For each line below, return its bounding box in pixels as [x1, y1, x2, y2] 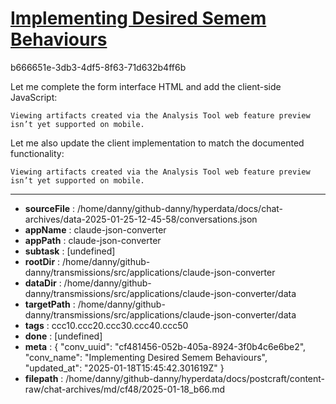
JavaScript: [10, 91, 58, 103]
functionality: [10, 147, 65, 159]
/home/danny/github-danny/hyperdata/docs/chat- [76, 202, 284, 214]
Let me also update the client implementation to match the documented [10, 137, 305, 149]
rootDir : [24, 255, 61, 267]
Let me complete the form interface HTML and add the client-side [10, 80, 282, 92]
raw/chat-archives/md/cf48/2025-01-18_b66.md [24, 383, 226, 395]
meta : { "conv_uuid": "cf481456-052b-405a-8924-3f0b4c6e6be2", [24, 340, 307, 352]
